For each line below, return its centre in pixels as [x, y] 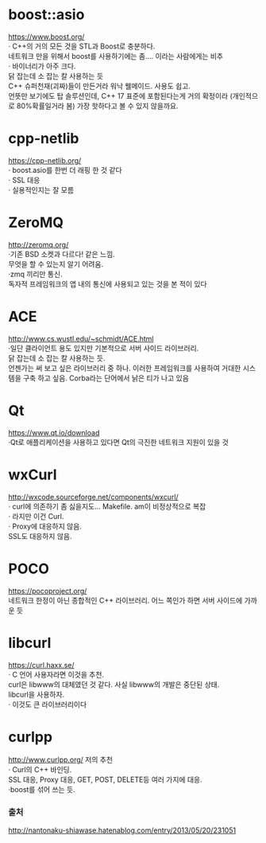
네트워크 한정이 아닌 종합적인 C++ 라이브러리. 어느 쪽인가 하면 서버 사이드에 [125, 600]
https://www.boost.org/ [46, 37]
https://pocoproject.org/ [48, 591]
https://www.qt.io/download [54, 432]
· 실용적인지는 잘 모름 [41, 189]
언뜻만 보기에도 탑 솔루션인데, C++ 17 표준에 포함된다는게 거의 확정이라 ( [120, 96]
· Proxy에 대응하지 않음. [45, 526]
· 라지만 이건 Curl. [36, 516]
